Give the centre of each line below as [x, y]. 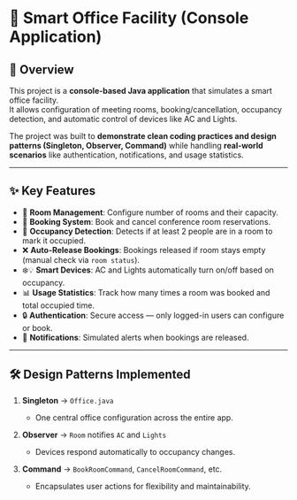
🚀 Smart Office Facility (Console [129, 18]
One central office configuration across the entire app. [134, 417]
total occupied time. [58, 305]
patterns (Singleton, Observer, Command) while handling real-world [136, 146]
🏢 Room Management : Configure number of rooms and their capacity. [150, 212]
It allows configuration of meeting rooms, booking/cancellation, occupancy [146, 109]
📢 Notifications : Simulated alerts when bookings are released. [135, 337]
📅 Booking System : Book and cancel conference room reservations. [146, 221]
